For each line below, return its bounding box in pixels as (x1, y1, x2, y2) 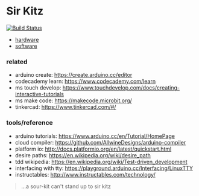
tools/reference (6, 119, 53, 127)
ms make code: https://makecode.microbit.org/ (14, 97, 133, 104)
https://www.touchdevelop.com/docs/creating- (62, 84, 180, 91)
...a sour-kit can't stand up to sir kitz (21, 183, 112, 190)
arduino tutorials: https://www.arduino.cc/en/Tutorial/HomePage (14, 132, 175, 140)
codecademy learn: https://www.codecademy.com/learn (14, 77, 156, 85)
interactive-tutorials (14, 91, 65, 98)
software (14, 42, 37, 50)
